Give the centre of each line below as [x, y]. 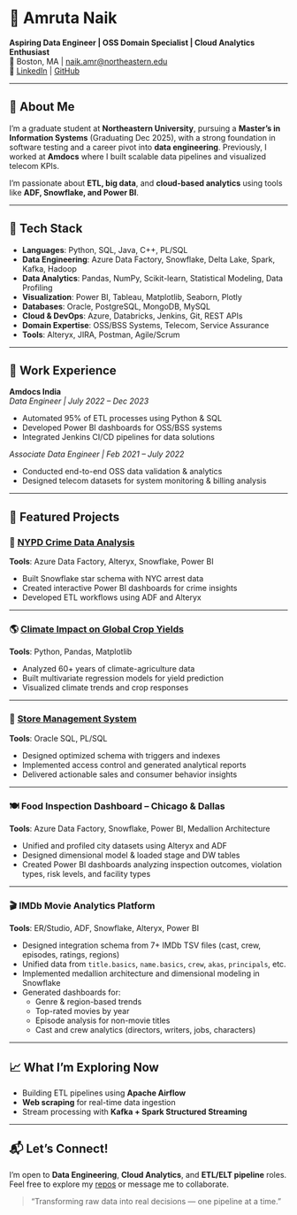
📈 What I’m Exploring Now [84, 1067]
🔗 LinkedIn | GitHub [45, 71]
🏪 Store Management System [73, 719]
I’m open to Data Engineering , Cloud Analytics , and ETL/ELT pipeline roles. [148, 1174]
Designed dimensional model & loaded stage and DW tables [131, 855]
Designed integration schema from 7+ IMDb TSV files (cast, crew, [141, 945]
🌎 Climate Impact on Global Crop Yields [96, 629]
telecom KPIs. [34, 165]
